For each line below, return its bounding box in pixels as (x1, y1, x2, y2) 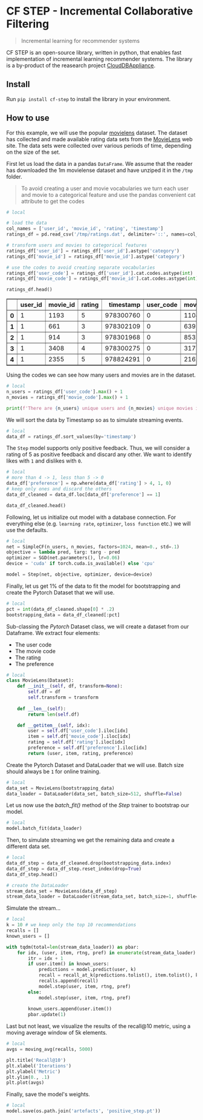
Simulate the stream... (6, 904, 61, 912)
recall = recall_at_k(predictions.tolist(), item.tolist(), (38, 972, 193, 978)
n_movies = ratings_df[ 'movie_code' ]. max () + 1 (6, 394, 129, 400)
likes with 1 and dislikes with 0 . (6, 457, 83, 464)
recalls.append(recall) (38, 978, 98, 984)
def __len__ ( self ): (17, 705, 66, 712)
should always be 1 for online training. (6, 768, 101, 775)
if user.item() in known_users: (28, 961, 110, 967)
